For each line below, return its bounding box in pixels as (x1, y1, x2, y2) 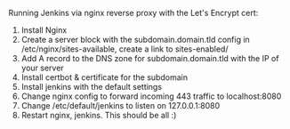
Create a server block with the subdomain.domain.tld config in (20, 35, 250, 44)
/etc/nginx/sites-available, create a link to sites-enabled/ (20, 44, 229, 54)
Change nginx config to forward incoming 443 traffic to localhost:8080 (20, 91, 282, 101)
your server (20, 62, 64, 73)
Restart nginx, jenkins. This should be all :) (20, 110, 177, 120)
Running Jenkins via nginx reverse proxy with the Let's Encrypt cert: (8, 8, 259, 18)
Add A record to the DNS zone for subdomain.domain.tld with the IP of (20, 53, 279, 63)
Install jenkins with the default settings (20, 82, 162, 92)
